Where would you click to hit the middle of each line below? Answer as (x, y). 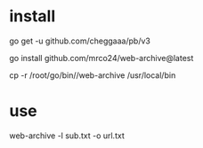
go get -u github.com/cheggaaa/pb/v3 (80, 41)
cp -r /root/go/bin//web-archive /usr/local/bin (93, 75)
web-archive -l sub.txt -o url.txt (67, 136)
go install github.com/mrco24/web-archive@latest (101, 58)
